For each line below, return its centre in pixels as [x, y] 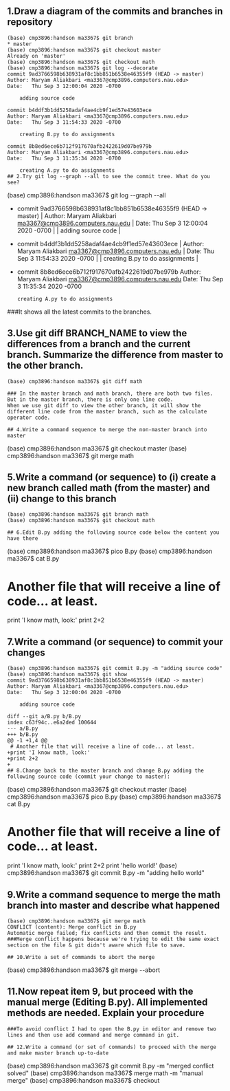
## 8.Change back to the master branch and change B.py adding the [106, 771]
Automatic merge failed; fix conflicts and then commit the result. [107, 933]
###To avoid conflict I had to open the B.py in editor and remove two [112, 1029]
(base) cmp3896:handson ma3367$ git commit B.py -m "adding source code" [115, 669]
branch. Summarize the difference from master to [115, 355]
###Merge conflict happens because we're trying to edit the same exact [113, 939]
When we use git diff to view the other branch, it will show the [104, 405]
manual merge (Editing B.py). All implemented [107, 1003]
